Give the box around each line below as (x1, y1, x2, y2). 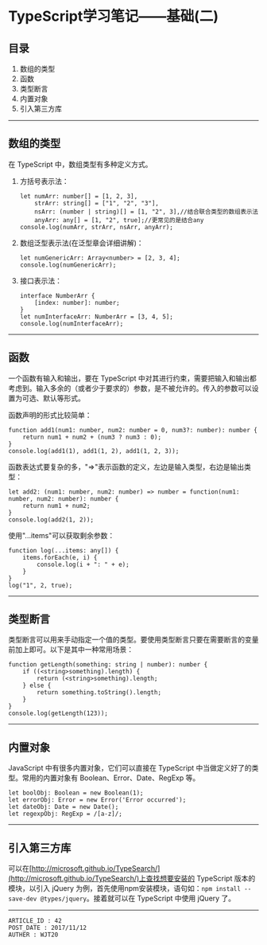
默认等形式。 (42, 393, 85, 403)
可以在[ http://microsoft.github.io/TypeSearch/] (8, 864, 161, 873)
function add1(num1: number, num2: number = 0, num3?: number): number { (8, 426, 258, 434)
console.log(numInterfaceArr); (19, 319, 124, 327)
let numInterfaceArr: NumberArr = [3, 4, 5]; (19, 312, 173, 321)
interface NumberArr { (19, 291, 95, 299)
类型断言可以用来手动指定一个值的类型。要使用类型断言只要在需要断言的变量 (8, 635, 259, 645)
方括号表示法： (19, 176, 69, 185)
